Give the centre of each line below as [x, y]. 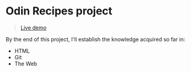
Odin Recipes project [59, 11]
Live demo [33, 28]
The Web [26, 64]
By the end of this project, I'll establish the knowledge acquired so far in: [95, 39]
